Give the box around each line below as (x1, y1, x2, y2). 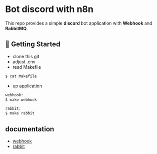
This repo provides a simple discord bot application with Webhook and (5, 20, 152, 26)
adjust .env (12, 59, 36, 65)
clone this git (12, 53, 40, 59)
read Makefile (12, 64, 41, 70)
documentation (5, 124, 54, 133)
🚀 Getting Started (5, 40, 61, 49)
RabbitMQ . (5, 25, 28, 31)
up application (12, 83, 43, 89)
